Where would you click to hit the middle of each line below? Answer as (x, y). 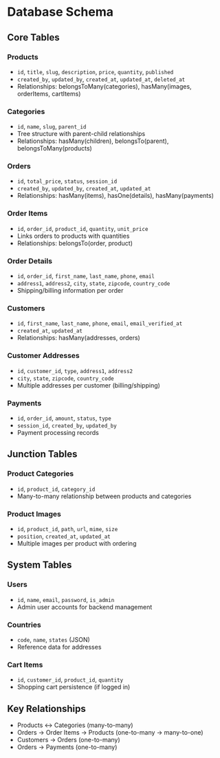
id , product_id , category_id (56, 489)
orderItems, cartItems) (49, 93)
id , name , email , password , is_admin (66, 599)
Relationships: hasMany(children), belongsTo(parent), (93, 141)
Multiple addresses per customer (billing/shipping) (88, 385)
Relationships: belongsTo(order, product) (75, 243)
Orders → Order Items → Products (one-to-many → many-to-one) (110, 733)
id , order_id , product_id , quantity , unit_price (82, 228)
